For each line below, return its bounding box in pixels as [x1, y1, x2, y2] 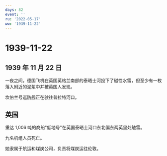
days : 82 [5, 7, 23, 12]
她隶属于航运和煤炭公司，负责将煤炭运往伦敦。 [5, 146, 101, 152]
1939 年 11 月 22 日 [5, 63, 62, 72]
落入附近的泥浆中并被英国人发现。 [5, 84, 75, 90]
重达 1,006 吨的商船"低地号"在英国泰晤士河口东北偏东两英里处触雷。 [5, 125, 145, 131]
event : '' [5, 12, 26, 17]
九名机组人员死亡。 [5, 135, 45, 141]
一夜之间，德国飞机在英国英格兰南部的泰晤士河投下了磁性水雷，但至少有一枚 [5, 78, 162, 83]
